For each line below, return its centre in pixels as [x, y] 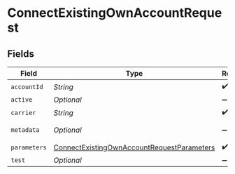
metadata [25, 130]
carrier [23, 113]
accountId [27, 87]
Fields [21, 54]
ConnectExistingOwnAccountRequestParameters [134, 147]
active [22, 100]
